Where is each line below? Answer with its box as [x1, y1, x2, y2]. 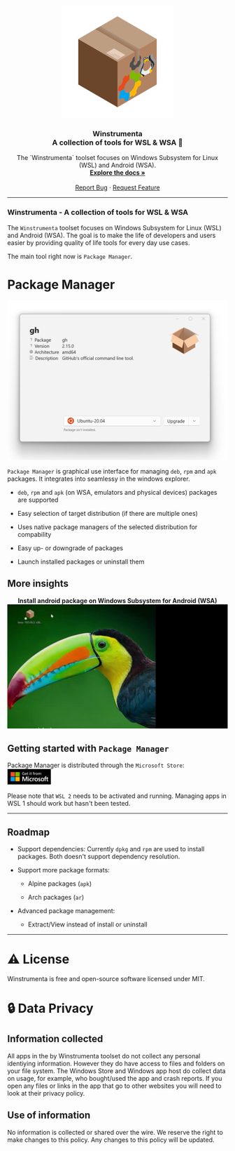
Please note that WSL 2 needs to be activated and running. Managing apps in [7, 792, 227, 800]
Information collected [7, 1033, 104, 1045]
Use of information [7, 1110, 91, 1122]
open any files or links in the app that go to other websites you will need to [7, 1082, 222, 1090]
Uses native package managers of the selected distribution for [17, 522, 198, 531]
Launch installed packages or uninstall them [17, 557, 145, 566]
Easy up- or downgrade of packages [17, 543, 124, 552]
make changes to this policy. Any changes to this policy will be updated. [7, 1136, 215, 1144]
